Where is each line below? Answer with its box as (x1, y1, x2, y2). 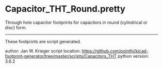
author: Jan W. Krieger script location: (5, 48, 81, 54)
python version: (117, 53, 149, 59)
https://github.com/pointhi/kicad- (81, 48, 149, 54)
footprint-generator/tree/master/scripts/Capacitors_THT (5, 53, 117, 59)
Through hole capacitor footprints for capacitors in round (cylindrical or (5, 19, 148, 25)
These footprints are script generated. (5, 38, 81, 44)
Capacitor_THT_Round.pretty (5, 3, 126, 15)
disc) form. (5, 24, 27, 30)
